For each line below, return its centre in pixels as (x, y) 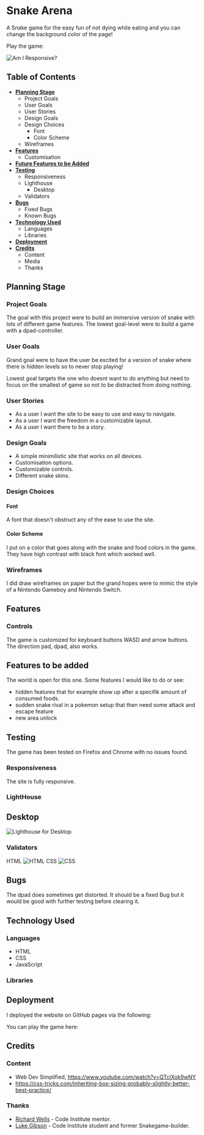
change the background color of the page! (60, 34)
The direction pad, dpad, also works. (53, 646)
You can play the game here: (42, 1027)
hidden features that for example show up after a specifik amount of (101, 692)
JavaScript (29, 965)
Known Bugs (40, 216)
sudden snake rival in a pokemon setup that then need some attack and (105, 705)
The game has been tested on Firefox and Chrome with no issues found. (97, 752)
